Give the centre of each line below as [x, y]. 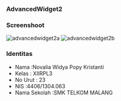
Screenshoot [25, 25]
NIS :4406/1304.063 [40, 86]
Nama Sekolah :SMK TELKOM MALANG [64, 93]
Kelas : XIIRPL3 [34, 73]
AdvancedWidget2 [34, 9]
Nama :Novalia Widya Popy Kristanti [59, 67]
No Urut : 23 [30, 79]
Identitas [19, 54]
